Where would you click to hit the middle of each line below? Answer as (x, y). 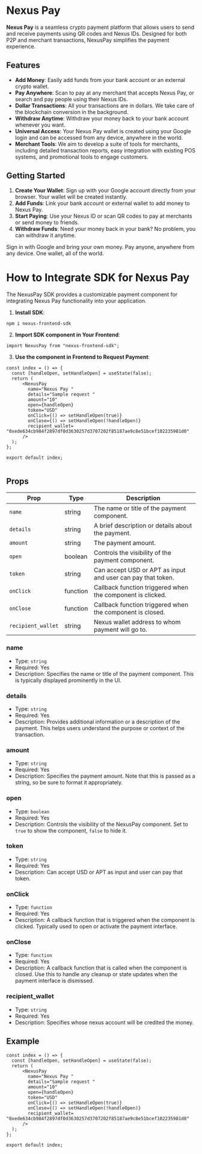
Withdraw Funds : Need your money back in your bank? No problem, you (105, 229)
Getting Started (36, 176)
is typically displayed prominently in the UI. (68, 680)
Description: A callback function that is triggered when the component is (105, 920)
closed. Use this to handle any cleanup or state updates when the (96, 974)
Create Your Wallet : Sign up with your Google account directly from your (105, 190)
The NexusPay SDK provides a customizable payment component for (92, 294)
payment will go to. (121, 629)
